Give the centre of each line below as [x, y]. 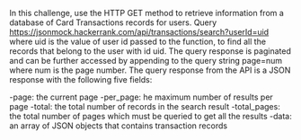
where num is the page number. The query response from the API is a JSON [150, 70]
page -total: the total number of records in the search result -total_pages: [145, 106]
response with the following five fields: [81, 79]
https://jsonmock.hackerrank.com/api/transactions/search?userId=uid [139, 32]
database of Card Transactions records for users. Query [113, 22]
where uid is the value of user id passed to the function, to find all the [138, 41]
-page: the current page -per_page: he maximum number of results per [142, 97]
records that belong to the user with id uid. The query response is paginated [150, 51]
